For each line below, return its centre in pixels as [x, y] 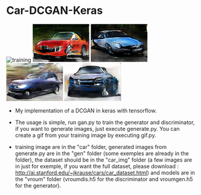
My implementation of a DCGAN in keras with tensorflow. [86, 110]
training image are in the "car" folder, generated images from [91, 147]
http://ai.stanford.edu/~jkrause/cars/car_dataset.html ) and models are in [105, 173]
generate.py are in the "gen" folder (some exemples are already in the [102, 153]
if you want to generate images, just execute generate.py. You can [97, 128]
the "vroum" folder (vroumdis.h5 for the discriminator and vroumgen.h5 [104, 179]
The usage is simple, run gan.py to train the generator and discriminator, [105, 122]
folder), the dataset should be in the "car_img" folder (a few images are [104, 160]
